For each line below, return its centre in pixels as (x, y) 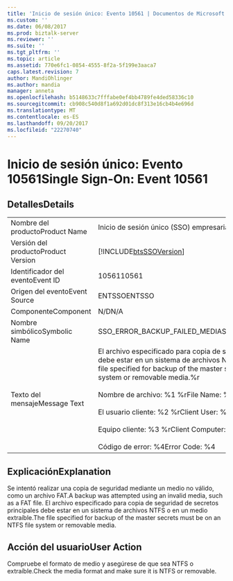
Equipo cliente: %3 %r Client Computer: (162, 430)
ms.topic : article (34, 59)
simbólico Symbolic (42, 332)
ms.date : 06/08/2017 (37, 26)
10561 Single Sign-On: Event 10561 (107, 179)
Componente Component (51, 312)
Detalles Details (41, 204)
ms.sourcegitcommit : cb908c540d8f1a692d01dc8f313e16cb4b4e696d (101, 104)
